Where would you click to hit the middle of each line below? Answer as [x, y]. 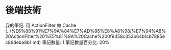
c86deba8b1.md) [23, 42]
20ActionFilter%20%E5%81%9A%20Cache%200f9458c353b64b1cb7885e [85, 36]
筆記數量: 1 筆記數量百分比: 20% [76, 42]
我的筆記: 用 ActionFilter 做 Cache [41, 25]
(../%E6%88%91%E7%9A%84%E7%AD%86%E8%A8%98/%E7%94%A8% [86, 31]
